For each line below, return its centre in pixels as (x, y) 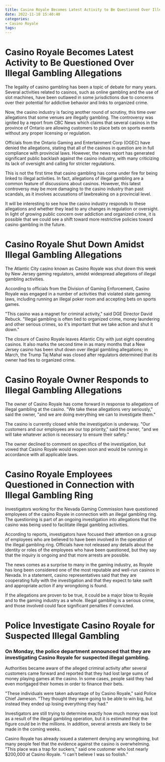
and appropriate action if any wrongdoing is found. (56, 585)
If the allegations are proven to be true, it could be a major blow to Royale (79, 595)
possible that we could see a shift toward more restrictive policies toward (79, 219)
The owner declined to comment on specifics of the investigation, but (75, 444)
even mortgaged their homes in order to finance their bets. (64, 684)
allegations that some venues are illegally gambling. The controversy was (79, 117)
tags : (11, 28)
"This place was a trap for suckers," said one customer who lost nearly (77, 749)
